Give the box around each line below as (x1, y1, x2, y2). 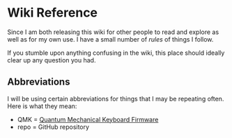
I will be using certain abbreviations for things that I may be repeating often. (7, 94, 224, 103)
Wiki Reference (7, 5, 98, 21)
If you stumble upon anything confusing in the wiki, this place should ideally (7, 49, 225, 57)
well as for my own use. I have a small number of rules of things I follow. (7, 35, 214, 43)
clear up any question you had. (7, 55, 96, 64)
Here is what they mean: (7, 102, 77, 110)
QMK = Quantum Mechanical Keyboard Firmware (17, 115, 159, 123)
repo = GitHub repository (17, 123, 89, 131)
